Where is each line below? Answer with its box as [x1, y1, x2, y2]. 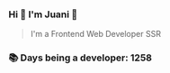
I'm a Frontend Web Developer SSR [30, 29, 161, 40]
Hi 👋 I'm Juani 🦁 [8, 8, 78, 21]
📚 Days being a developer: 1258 [8, 51, 152, 64]
